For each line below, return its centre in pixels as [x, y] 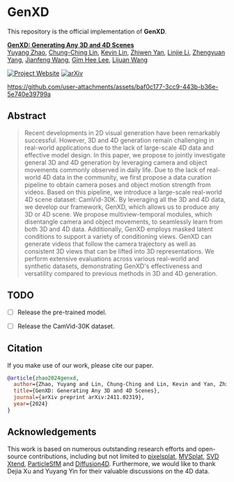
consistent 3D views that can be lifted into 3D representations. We [119, 251]
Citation [25, 349]
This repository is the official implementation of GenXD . [87, 31]
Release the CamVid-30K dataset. [66, 326]
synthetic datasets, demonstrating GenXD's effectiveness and [113, 266]
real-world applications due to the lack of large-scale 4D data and [119, 148]
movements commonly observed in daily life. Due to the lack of [115, 170]
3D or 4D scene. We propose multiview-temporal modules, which [118, 214]
